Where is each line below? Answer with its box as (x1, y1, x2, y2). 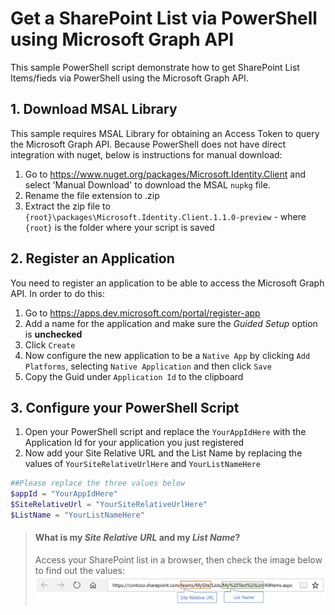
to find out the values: (34, 565, 125, 577)
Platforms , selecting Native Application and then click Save (24, 360, 272, 372)
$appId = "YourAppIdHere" (10, 489, 118, 499)
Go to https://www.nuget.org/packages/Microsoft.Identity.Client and (24, 168, 307, 180)
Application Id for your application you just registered (24, 437, 245, 449)
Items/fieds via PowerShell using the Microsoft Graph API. (10, 72, 249, 84)
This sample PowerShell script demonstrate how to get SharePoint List (10, 61, 300, 73)
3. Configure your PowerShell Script (10, 399, 240, 416)
